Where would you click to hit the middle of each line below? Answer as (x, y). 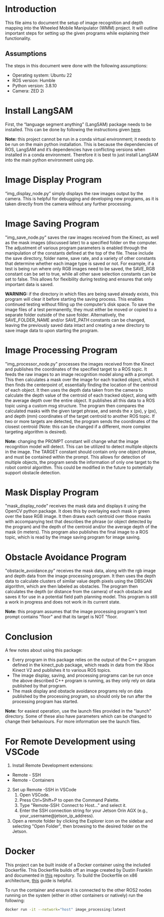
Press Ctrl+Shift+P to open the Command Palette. (70, 800)
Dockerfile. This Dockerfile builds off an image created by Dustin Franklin (79, 870)
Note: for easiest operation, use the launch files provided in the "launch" (78, 711)
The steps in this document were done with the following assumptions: (76, 65)
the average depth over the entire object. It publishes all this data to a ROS (80, 400)
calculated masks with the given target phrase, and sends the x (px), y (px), (81, 411)
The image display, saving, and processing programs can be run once (82, 675)
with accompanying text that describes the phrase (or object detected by (79, 521)
